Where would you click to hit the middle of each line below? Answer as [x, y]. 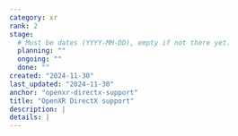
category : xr [34, 17]
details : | [30, 117]
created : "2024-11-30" [52, 76]
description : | [38, 109]
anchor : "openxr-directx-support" [74, 92]
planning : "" [42, 51]
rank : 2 [24, 26]
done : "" [34, 68]
